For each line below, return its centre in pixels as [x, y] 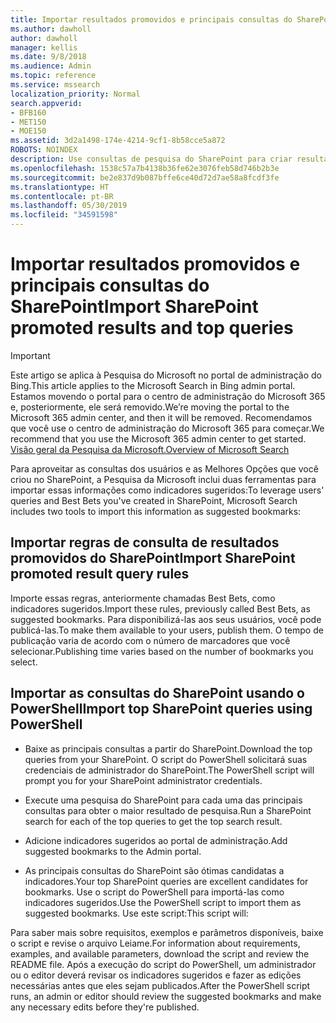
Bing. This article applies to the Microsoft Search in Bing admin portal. [153, 385]
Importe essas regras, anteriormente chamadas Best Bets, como [143, 598]
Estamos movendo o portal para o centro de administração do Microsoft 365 [168, 396]
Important [30, 355]
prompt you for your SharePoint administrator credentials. [143, 780]
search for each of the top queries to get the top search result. [153, 821]
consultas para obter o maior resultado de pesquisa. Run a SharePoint [168, 810]
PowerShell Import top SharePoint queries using [161, 709]
